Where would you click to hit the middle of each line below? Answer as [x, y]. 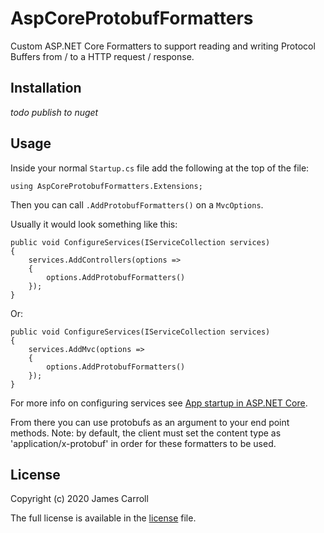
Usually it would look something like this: [94, 224]
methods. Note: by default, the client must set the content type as [146, 433]
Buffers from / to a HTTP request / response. [102, 56]
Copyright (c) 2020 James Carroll [79, 499]
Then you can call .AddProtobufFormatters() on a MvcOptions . [137, 204]
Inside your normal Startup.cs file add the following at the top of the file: [160, 168]
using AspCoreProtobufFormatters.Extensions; [106, 186]
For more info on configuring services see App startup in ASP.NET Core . [159, 403]
